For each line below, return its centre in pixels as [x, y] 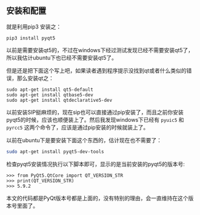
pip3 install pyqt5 [31, 38]
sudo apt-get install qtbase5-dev [50, 95]
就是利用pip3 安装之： [34, 27]
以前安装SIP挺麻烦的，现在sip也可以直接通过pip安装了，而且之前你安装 [95, 112]
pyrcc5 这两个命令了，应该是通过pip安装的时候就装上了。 [78, 127]
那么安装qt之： [35, 78]
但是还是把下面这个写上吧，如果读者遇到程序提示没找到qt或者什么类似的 [96, 70]
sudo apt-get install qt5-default [50, 90]
